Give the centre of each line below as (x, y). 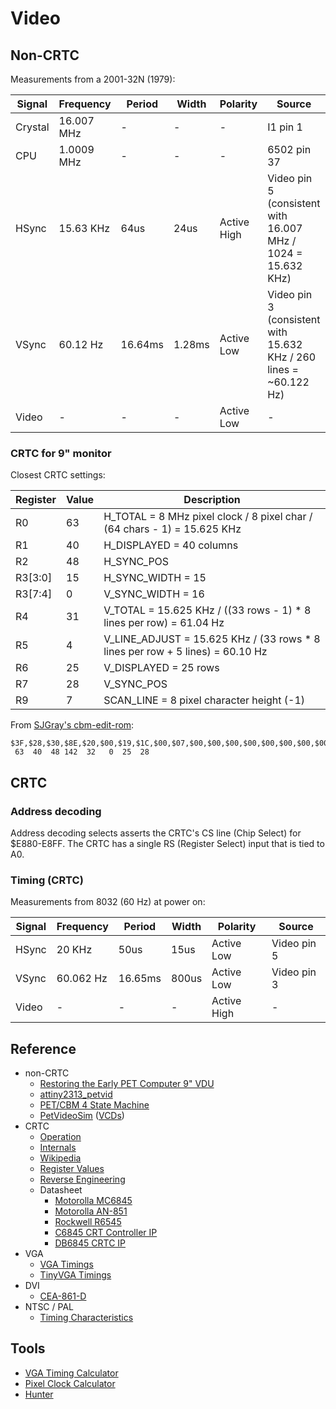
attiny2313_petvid (76, 1094)
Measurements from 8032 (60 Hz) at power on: (108, 902)
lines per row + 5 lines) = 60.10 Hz (185, 652)
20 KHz (74, 950)
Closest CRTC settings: (58, 475)
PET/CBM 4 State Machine (94, 1105)
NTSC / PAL (49, 1307)
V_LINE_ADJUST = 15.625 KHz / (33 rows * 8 (212, 639)
